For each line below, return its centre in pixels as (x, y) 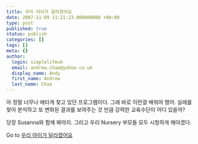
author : (16, 56)
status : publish (26, 34)
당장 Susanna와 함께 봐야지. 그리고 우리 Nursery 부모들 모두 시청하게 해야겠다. (99, 122)
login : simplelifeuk (37, 62)
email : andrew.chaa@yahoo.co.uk (52, 67)
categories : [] (25, 40)
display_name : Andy (36, 73)
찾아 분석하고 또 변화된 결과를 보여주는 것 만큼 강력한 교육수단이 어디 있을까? (96, 109)
